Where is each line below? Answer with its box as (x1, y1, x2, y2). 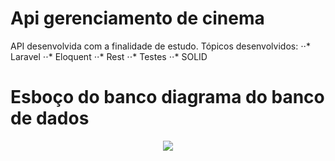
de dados (10, 107, 90, 130)
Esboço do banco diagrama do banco (10, 86, 325, 109)
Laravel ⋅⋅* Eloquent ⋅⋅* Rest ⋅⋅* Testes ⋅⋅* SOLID (10, 50, 208, 62)
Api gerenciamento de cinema (10, 7, 265, 30)
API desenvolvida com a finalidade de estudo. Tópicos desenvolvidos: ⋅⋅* (10, 40, 312, 52)
